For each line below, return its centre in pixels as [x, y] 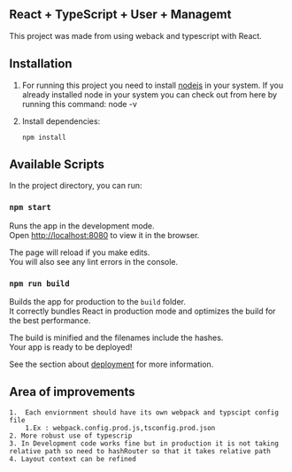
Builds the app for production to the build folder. [98, 302]
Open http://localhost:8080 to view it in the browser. [104, 235]
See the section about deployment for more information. [111, 364]
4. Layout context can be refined [73, 459]
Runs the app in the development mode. [82, 226]
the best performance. [50, 321]
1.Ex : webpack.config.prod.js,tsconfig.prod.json [120, 428]
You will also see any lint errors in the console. [94, 261]
